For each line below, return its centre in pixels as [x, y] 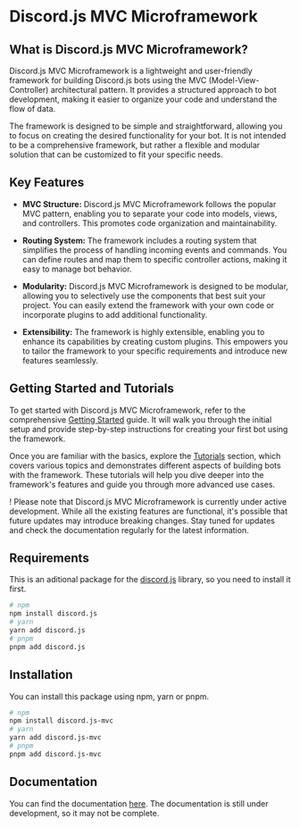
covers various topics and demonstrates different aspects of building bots [145, 465]
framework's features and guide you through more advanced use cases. [142, 484]
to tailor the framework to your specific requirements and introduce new [154, 351]
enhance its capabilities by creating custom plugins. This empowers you [155, 341]
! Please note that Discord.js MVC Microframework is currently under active [148, 501]
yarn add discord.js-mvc [55, 738]
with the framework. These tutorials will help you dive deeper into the [137, 474]
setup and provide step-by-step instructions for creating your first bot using [149, 429]
